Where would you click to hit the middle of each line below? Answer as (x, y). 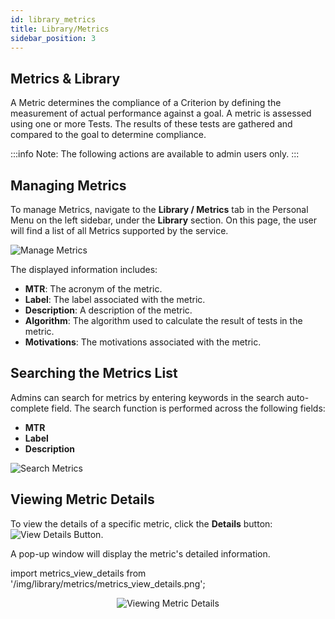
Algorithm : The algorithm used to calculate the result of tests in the (163, 320)
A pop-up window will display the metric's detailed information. (140, 553)
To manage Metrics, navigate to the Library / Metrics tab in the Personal (159, 209)
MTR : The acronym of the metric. (93, 289)
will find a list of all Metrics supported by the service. (119, 230)
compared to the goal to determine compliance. (108, 135)
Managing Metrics (68, 185)
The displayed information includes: (84, 269)
